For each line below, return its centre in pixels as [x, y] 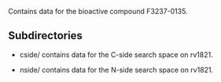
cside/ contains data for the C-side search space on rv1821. [116, 55]
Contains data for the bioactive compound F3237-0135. [98, 11]
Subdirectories [45, 36]
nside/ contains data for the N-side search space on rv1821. [116, 70]
